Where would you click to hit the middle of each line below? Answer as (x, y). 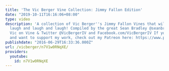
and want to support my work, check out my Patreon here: (72, 38)
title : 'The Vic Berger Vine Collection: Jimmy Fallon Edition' (74, 10)
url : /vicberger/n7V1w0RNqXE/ (37, 47)
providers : (17, 51)
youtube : (19, 56)
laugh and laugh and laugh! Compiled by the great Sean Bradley (78, 28)
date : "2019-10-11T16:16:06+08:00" (43, 14)
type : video (18, 19)
